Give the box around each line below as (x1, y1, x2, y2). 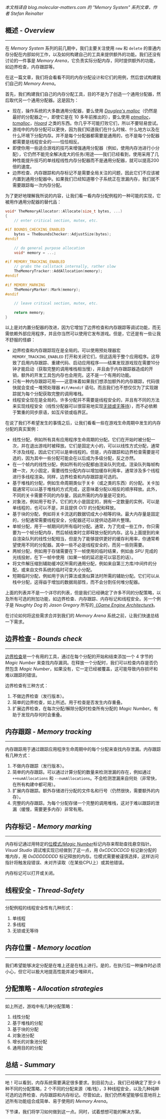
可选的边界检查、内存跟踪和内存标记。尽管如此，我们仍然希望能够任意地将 (5, 1092, 157, 1098)
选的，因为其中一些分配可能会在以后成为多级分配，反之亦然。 (12, 455, 138, 461)
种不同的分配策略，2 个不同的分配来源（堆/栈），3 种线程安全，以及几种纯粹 (5, 1085, 160, 1092)
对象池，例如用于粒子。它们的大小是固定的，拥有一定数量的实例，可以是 (12, 498, 160, 504)
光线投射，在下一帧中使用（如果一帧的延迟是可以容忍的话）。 (12, 554, 136, 560)
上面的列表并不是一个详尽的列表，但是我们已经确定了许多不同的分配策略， (5, 589, 157, 595)
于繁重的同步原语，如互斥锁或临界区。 (12, 409, 90, 415)
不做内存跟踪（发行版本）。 (12, 763, 67, 769)
